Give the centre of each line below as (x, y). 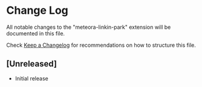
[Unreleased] (32, 64)
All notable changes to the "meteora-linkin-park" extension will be (89, 27)
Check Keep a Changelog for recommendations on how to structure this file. (101, 45)
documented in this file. (36, 33)
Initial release (31, 78)
